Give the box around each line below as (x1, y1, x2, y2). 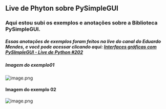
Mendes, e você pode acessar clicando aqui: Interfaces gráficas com (5, 43, 157, 50)
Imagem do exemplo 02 (5, 87, 56, 93)
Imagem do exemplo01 (5, 62, 55, 68)
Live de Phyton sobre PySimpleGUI (5, 4, 119, 13)
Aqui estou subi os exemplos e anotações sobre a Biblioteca (5, 19, 158, 26)
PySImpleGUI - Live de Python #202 (5, 49, 84, 55)
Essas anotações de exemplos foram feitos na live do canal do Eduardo (5, 38, 161, 44)
